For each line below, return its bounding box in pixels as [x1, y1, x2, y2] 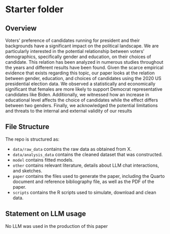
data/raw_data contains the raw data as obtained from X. [12, 146, 132, 152]
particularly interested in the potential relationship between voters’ [5, 48, 145, 54]
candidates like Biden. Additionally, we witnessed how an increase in [5, 92, 149, 97]
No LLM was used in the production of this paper [5, 223, 108, 229]
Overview [5, 24, 37, 33]
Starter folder [5, 4, 64, 15]
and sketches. [12, 167, 42, 174]
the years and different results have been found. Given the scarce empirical [5, 65, 164, 70]
